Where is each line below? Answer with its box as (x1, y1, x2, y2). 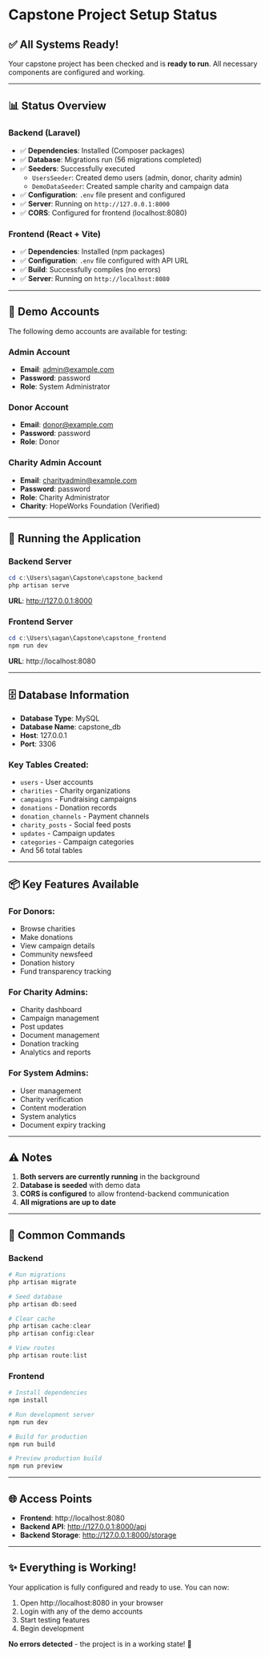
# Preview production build (8, 1455, 102, 1463)
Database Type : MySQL (19, 713, 100, 723)
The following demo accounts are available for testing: (8, 326, 188, 336)
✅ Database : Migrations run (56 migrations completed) (19, 154, 203, 164)
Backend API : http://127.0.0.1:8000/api (19, 1522, 147, 1532)
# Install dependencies (8, 1389, 88, 1397)
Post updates (19, 1022, 64, 1031)
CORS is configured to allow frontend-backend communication (19, 1189, 230, 1198)
